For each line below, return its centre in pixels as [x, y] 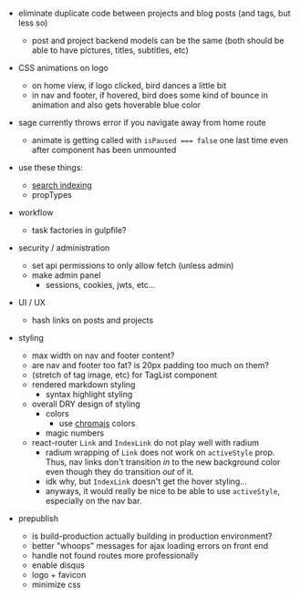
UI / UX [31, 303]
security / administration [64, 248]
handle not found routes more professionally [115, 556]
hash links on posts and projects [93, 320]
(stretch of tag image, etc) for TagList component [124, 375]
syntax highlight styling [89, 394]
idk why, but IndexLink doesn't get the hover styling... [146, 481]
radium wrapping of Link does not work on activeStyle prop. [160, 452]
